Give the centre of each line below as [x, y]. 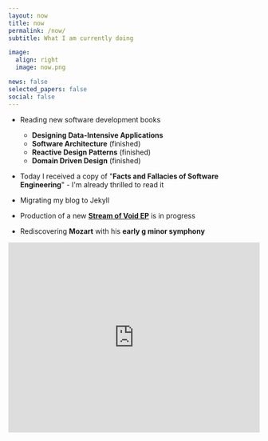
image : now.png [41, 68]
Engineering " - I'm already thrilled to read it [92, 184]
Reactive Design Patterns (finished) [91, 152]
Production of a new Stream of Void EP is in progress [107, 215]
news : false [28, 82]
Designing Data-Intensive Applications [97, 135]
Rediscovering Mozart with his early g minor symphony [112, 231]
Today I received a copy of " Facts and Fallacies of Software [119, 176]
